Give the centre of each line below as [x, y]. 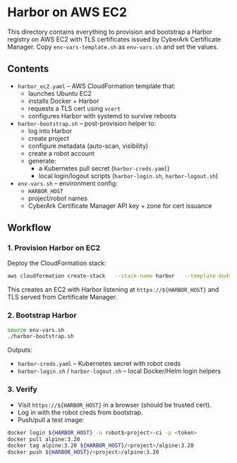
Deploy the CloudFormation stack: [57, 263]
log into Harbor [50, 130]
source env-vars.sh [36, 330]
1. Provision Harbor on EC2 [54, 248]
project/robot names [58, 198]
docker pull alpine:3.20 [44, 439]
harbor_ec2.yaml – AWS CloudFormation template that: [97, 86]
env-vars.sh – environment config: [67, 183]
